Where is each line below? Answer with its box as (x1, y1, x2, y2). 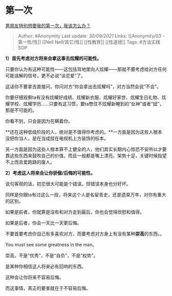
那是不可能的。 (5, 107, 37, 113)
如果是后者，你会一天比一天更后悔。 (5, 220, 82, 226)
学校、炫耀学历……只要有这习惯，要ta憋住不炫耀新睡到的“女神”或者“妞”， (9, 100, 164, 107)
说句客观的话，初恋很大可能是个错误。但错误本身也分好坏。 (5, 180, 131, 187)
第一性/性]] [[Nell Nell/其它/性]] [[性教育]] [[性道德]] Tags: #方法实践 (17, 39, 160, 45)
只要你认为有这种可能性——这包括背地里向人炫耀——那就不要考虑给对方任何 (5, 66, 167, 72)
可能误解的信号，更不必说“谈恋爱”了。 (5, 72, 86, 78)
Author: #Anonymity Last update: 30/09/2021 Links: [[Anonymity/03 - (17, 33, 165, 39)
